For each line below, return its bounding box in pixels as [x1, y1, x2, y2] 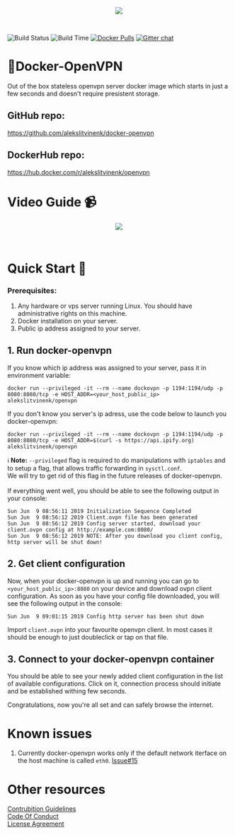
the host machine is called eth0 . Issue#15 [17, 756, 138, 765]
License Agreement [7, 819, 65, 828]
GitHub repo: [7, 110, 65, 122]
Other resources [7, 781, 106, 797]
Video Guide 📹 [7, 194, 97, 210]
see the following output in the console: [7, 599, 122, 608]
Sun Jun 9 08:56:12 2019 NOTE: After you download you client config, [7, 532, 223, 539]
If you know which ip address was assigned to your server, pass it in [7, 363, 207, 372]
